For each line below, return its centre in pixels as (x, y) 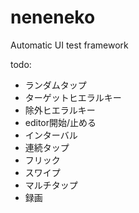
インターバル (51, 135)
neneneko (53, 17)
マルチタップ (51, 185)
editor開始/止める (60, 122)
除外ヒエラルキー (60, 110)
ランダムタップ (55, 85)
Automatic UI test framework (69, 45)
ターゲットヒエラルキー (73, 97)
